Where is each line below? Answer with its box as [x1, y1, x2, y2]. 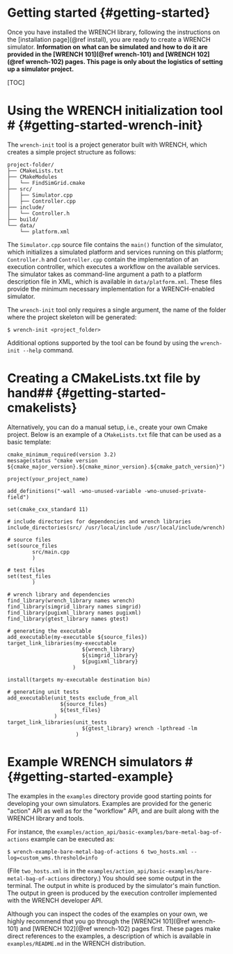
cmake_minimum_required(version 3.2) [7, 451, 117, 458]
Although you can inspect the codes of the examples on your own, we [7, 909, 208, 918]
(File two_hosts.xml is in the [7, 866, 86, 875]
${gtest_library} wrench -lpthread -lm [81, 725, 198, 731]
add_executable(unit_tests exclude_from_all [7, 694, 138, 702]
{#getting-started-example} [7, 769, 174, 784]
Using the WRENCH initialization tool [7, 103, 223, 119]
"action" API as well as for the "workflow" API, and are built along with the [7, 807, 219, 815]
